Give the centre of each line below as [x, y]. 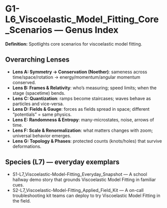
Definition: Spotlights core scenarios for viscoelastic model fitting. [74, 44]
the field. [21, 200]
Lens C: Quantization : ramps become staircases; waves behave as [81, 98]
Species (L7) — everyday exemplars [62, 162]
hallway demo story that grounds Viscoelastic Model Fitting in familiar [84, 179]
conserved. [24, 82]
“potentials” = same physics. [42, 114]
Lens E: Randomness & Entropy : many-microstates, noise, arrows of [83, 120]
